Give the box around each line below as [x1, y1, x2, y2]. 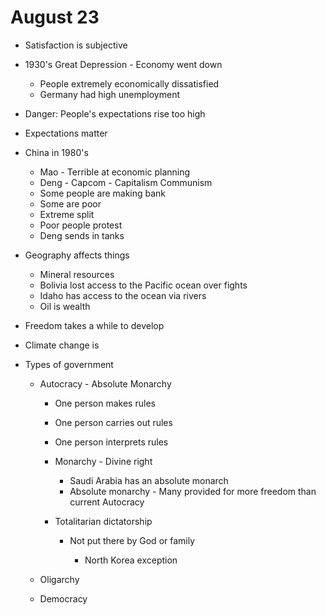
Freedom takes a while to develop [24, 319, 165, 331]
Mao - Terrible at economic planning [39, 166, 191, 178]
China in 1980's [24, 146, 89, 158]
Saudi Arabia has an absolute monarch [69, 474, 229, 486]
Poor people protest [39, 219, 123, 231]
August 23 [10, 6, 100, 29]
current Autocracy [69, 496, 145, 508]
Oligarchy [39, 573, 80, 585]
